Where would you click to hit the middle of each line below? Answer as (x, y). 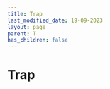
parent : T (22, 34)
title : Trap (25, 14)
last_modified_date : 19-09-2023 (55, 20)
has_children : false (38, 40)
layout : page (27, 27)
